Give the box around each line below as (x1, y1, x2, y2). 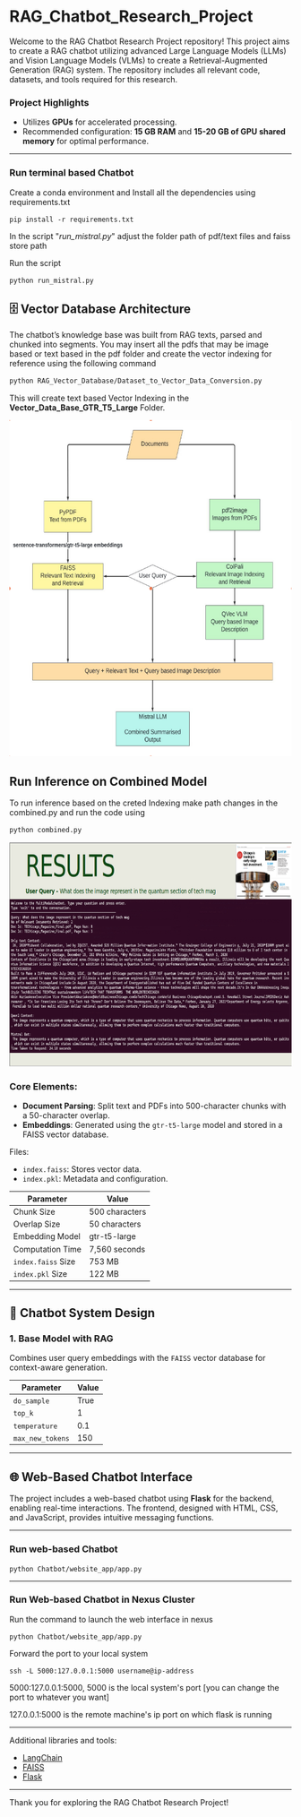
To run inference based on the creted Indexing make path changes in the (9, 797, 279, 808)
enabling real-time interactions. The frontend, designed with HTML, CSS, (9, 1503, 279, 1513)
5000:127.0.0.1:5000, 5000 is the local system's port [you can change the (9, 1682, 279, 1692)
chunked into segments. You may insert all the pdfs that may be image (9, 339, 269, 350)
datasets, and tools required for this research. (9, 73, 178, 84)
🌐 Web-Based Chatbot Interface (9, 1469, 193, 1485)
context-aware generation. (9, 1362, 107, 1373)
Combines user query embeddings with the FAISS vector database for (9, 1353, 266, 1364)
